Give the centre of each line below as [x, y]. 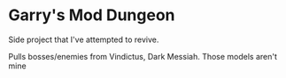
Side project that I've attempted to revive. [84, 39]
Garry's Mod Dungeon [92, 15]
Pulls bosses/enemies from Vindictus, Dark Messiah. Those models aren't [143, 56]
